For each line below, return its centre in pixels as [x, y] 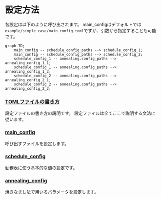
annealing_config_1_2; [28, 71]
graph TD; [15, 46]
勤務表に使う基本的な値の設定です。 [41, 168]
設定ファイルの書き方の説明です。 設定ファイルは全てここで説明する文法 [78, 113]
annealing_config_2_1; [28, 80]
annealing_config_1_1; [28, 63]
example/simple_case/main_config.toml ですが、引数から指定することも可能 [81, 30]
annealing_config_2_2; [28, 88]
